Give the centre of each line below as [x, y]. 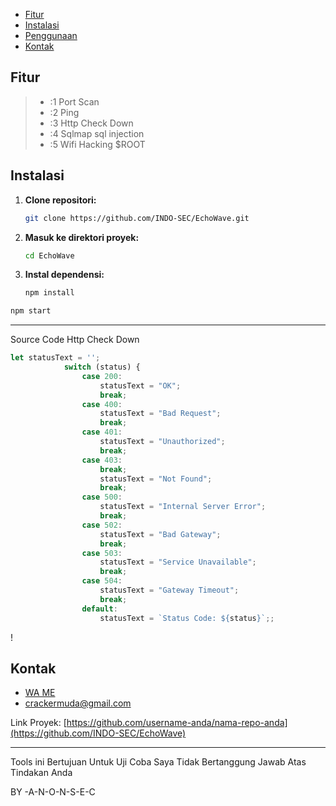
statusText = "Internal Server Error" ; [183, 507]
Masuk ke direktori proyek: [82, 237]
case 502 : [102, 525]
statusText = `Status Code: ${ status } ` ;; [187, 618]
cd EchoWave [49, 255]
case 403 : [102, 460]
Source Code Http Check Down [75, 340]
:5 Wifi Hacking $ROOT [97, 144]
